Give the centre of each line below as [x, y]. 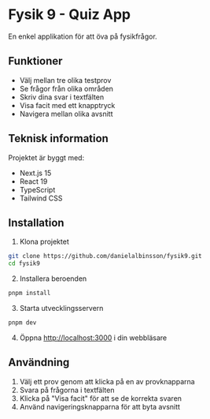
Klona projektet [44, 241]
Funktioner [35, 61]
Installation [36, 223]
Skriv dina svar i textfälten [62, 97]
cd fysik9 [24, 264]
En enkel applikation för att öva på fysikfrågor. [83, 36]
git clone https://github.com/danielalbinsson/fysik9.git [105, 256]
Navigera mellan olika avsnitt [66, 114]
